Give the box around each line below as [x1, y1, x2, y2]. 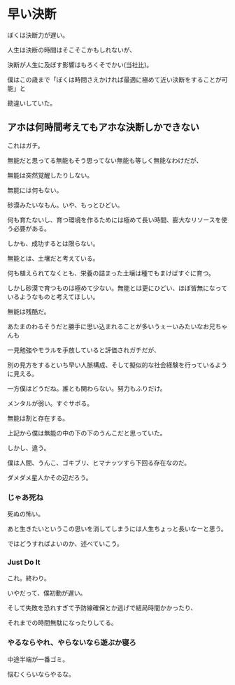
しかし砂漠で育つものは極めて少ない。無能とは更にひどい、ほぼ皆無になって [7, 284, 227, 292]
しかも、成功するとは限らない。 [7, 239, 99, 247]
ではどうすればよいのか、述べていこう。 [7, 540, 124, 548]
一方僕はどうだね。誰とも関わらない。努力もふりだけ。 [7, 384, 166, 392]
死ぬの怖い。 [7, 510, 44, 518]
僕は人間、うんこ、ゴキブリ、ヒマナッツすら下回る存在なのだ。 [7, 459, 191, 467]
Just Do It [7, 557, 41, 567]
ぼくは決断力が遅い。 [7, 31, 69, 39]
